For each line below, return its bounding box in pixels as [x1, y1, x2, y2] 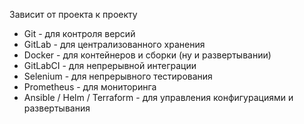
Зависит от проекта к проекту [9, 9, 138, 20]
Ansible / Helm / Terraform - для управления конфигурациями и [23, 92, 294, 103]
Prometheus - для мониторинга [23, 81, 157, 93]
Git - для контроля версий [23, 28, 136, 39]
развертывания [23, 102, 91, 114]
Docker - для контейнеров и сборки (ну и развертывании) [23, 49, 272, 61]
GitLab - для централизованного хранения [23, 39, 206, 50]
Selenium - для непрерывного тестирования [23, 70, 213, 82]
